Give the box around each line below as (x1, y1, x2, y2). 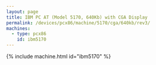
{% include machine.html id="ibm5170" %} (6, 53, 111, 60)
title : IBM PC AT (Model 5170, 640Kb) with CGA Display (6, 14, 148, 20)
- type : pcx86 (11, 31, 46, 37)
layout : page (6, 8, 39, 15)
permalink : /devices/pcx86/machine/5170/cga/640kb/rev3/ (6, 20, 151, 26)
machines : (6, 25, 31, 32)
